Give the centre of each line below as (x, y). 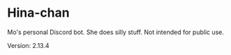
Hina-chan (38, 13)
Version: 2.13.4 (29, 45)
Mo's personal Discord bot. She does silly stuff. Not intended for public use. (116, 32)
